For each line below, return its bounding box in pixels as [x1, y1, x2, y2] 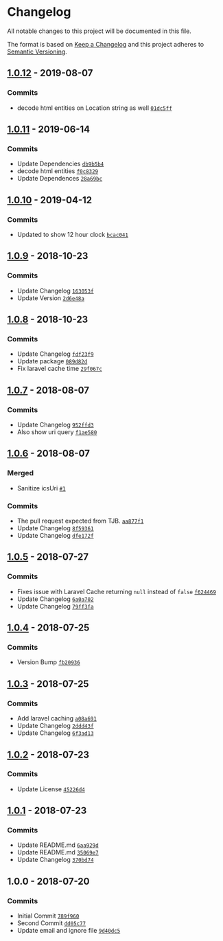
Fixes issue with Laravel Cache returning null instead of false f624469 [16, 587, 216, 596]
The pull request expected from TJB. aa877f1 [16, 517, 144, 525]
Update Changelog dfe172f [16, 532, 94, 540]
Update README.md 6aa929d [16, 841, 99, 849]
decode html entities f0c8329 [16, 167, 99, 175]
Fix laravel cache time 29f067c [16, 365, 103, 373]
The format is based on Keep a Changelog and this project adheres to [7, 40, 204, 48]
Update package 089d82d [16, 357, 88, 365]
